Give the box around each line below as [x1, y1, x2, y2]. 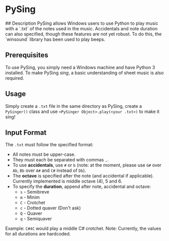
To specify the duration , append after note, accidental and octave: [12, 184, 151, 190]
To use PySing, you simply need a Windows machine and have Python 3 [5, 64, 155, 70]
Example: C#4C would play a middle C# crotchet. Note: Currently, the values [5, 225, 161, 231]
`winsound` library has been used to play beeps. [5, 36, 105, 42]
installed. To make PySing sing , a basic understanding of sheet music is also [5, 70, 164, 76]
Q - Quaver [20, 210, 42, 216]
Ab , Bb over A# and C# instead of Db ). [12, 167, 86, 173]
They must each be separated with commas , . [12, 157, 109, 163]
